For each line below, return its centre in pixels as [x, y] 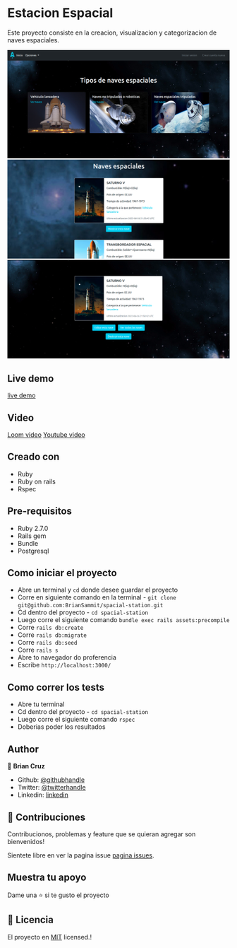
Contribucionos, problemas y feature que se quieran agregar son [102, 834]
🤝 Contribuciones [47, 817]
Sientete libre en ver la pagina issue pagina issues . [81, 855]
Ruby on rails [37, 481]
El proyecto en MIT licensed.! [50, 937]
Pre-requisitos [40, 511]
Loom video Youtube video [47, 435]
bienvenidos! [26, 841]
